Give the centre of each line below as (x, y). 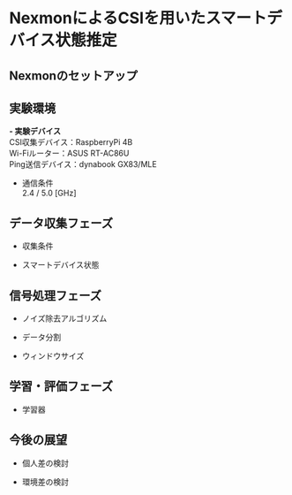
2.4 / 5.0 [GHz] (49, 193)
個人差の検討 (45, 463)
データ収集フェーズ (61, 223)
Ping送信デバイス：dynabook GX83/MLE (83, 164)
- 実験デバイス (35, 131)
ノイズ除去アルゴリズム (64, 318)
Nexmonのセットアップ (74, 76)
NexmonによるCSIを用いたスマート (138, 18)
